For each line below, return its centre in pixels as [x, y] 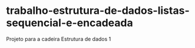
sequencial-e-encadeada [70, 23]
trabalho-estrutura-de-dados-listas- [98, 11]
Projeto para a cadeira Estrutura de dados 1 [59, 39]
